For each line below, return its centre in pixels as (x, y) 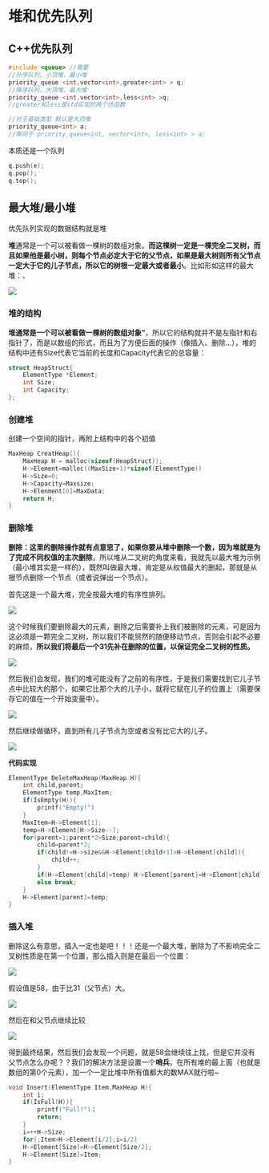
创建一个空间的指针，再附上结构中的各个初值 (82, 439)
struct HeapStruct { (41, 367)
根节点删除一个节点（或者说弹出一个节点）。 (80, 577)
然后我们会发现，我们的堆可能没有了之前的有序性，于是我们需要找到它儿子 (131, 678)
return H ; (39, 498)
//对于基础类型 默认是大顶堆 (50, 120)
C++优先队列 (41, 49)
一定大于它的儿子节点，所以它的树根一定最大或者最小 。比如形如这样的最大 (131, 266)
